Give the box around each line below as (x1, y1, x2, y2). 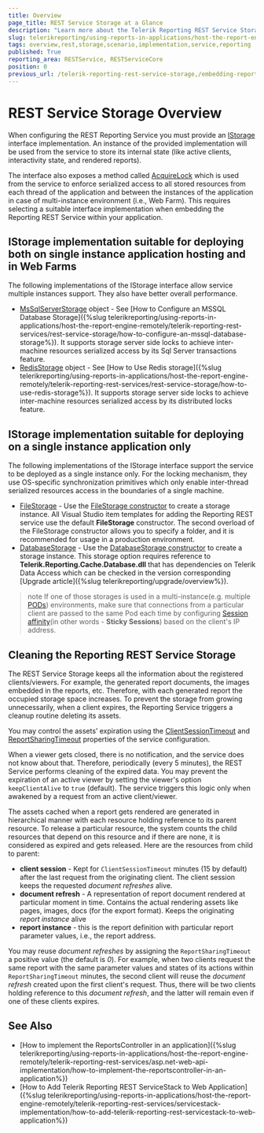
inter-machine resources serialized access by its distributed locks (19, 396, 233, 406)
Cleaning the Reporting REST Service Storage (8, 648, 236, 662)
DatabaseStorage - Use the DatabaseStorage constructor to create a (19, 543, 243, 552)
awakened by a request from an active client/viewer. (8, 792, 178, 801)
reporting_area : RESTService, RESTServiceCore (8, 56, 163, 64)
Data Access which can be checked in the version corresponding (19, 568, 231, 578)
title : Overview (8, 11, 61, 20)
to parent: (8, 849, 40, 858)
